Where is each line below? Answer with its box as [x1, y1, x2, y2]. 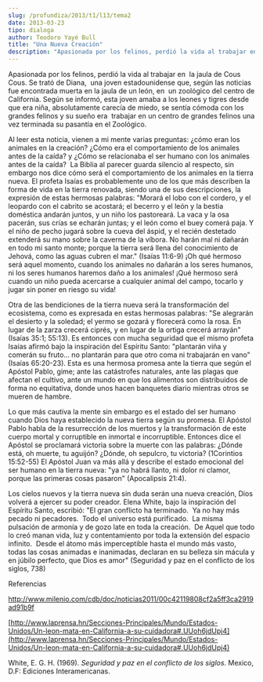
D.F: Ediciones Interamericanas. [8, 666, 111, 676]
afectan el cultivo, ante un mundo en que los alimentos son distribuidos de [8, 375, 248, 385]
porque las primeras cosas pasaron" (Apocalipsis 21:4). [8, 474, 187, 483]
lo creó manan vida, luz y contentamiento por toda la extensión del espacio [8, 531, 250, 540]
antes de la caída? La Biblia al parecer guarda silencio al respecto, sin [8, 160, 235, 169]
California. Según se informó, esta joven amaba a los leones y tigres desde [8, 95, 250, 104]
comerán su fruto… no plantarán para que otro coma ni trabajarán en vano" [8, 350, 250, 359]
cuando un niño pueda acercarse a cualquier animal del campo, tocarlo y [8, 276, 244, 286]
